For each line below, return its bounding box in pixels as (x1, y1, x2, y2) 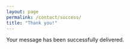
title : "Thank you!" (6, 20, 58, 26)
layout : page (6, 8, 39, 15)
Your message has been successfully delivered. (6, 36, 125, 44)
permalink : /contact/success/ (6, 14, 82, 20)
